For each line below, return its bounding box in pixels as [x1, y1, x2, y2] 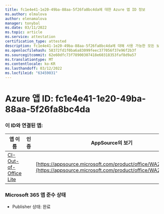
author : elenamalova [5, 16, 47, 21]
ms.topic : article [5, 30, 42, 35]
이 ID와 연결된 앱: [5, 122, 43, 129]
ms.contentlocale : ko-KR [5, 61, 56, 66]
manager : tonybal [5, 20, 41, 26]
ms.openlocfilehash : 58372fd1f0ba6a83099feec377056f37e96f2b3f [5, 48, 137, 53]
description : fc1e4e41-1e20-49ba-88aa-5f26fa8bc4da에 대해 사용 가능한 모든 [5, 43, 155, 48]
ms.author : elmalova [5, 12, 47, 17]
